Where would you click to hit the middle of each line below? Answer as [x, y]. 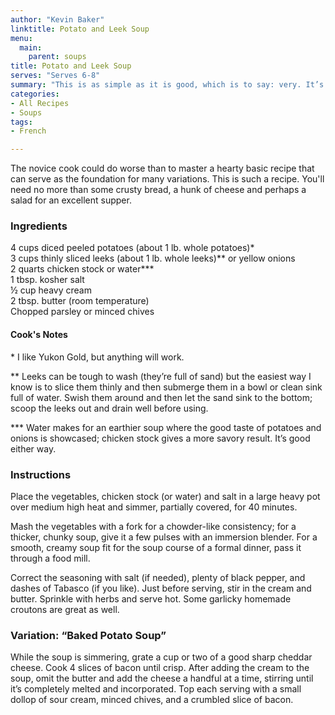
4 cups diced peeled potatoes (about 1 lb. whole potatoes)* [132, 248]
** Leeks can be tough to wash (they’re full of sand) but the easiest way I [161, 376]
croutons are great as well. [65, 609]
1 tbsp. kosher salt [47, 280]
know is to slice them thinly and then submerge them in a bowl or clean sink [166, 387]
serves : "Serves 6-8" [55, 76]
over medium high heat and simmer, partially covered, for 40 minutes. [154, 507]
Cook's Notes [39, 335]
